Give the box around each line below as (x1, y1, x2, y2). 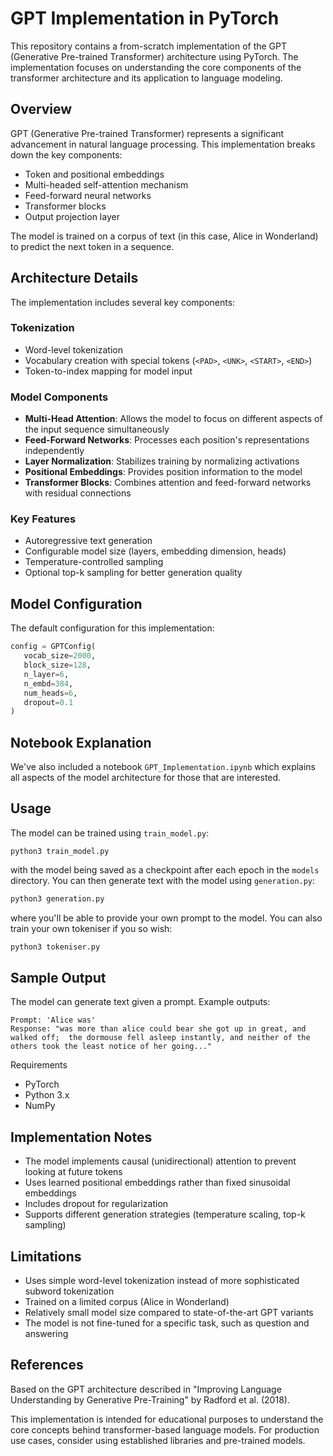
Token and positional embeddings (24, 168, 165, 180)
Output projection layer (24, 210, 120, 222)
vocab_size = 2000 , (23, 651, 97, 661)
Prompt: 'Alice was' (10, 1015, 97, 1026)
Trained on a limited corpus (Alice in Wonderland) (24, 1296, 230, 1308)
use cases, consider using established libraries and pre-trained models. (10, 1434, 306, 1446)
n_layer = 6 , (23, 669, 70, 679)
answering (24, 1328, 69, 1340)
